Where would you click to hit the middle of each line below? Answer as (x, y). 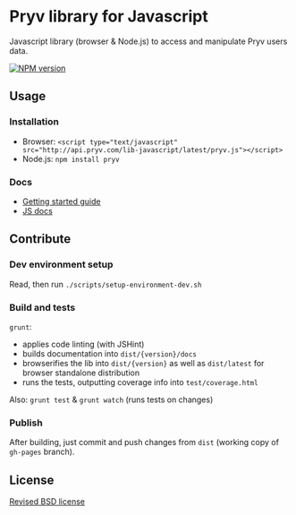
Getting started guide (61, 201)
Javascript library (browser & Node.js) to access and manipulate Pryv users (148, 41)
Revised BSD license (47, 502)
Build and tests (42, 307)
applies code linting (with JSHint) (83, 344)
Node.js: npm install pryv (71, 159)
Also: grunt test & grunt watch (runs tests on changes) (111, 399)
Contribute (40, 239)
